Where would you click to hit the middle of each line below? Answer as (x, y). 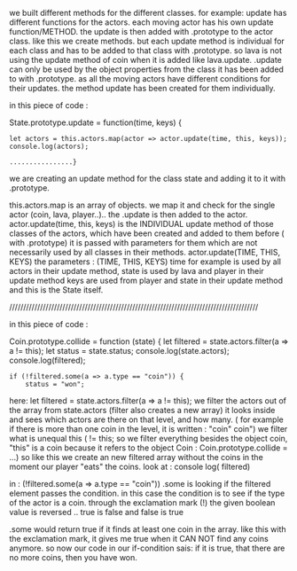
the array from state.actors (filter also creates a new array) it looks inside (142, 410)
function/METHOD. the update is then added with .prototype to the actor (141, 31)
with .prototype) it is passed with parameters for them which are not (133, 242)
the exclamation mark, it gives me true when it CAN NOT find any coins (139, 539)
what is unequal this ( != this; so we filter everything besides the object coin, (148, 438)
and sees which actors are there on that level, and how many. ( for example (146, 419)
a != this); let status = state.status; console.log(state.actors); (119, 351)
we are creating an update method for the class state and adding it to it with (148, 178)
